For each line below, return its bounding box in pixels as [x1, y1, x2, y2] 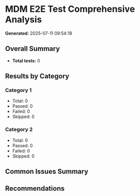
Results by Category [5, 72, 70, 80]
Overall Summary [5, 44, 60, 53]
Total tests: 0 [12, 58, 41, 64]
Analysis [5, 14, 42, 25]
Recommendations [5, 184, 65, 193]
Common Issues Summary [5, 167, 89, 176]
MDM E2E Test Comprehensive [5, 3, 135, 15]
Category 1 [5, 87, 32, 94]
